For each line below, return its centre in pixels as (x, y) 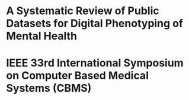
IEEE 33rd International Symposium (95, 63)
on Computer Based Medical (78, 76)
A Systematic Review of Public (83, 11)
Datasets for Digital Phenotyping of (95, 23)
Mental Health (41, 36)
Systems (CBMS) (49, 88)
